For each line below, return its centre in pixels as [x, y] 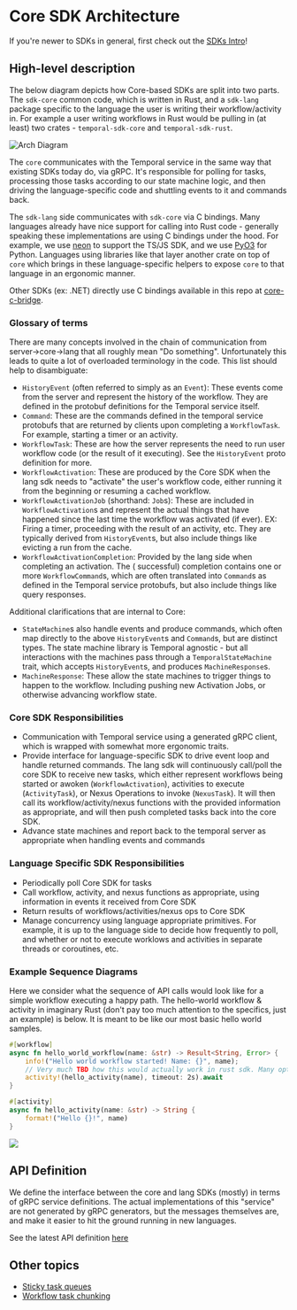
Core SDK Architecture [95, 16]
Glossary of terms [49, 322]
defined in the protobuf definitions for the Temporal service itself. [141, 407]
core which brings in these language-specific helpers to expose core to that [147, 264]
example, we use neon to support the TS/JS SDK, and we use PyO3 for [138, 244]
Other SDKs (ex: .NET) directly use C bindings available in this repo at [136, 291]
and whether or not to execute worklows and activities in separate [142, 939]
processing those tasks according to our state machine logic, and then [137, 181]
